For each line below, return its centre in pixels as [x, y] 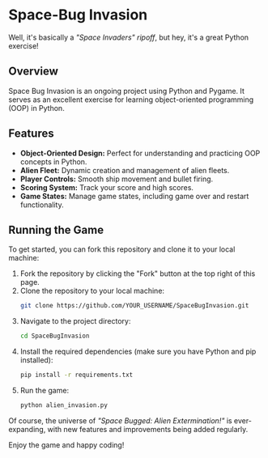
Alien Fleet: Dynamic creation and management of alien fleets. [125, 170]
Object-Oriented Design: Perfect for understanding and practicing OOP [140, 153]
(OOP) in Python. [36, 108]
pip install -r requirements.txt [77, 375]
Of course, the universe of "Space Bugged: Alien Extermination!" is [120, 420]
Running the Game [56, 229]
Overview [34, 72]
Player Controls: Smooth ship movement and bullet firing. [117, 179]
